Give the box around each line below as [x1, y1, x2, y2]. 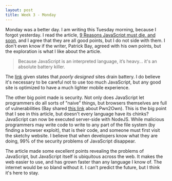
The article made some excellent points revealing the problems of [5, 148, 144, 154]
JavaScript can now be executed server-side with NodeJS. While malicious [5, 116, 164, 122]
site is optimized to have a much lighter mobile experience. [5, 84, 130, 90]
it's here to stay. [5, 170, 40, 176]
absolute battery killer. [17, 64, 65, 70]
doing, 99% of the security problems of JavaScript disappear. [5, 138, 136, 144]
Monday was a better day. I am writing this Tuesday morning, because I [5, 26, 157, 32]
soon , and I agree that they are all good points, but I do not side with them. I [5, 37, 165, 44]
